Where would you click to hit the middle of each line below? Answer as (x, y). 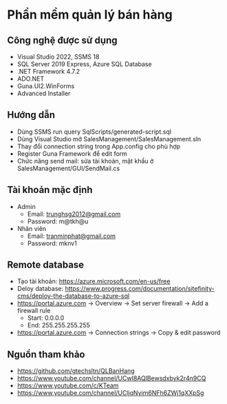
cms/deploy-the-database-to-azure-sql (73, 296)
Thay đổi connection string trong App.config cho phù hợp (99, 146)
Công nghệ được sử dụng (62, 40)
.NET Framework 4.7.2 (48, 71)
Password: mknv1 (52, 243)
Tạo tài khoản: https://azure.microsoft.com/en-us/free (94, 281)
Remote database (46, 265)
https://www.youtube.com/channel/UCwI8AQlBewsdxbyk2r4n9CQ (111, 378)
